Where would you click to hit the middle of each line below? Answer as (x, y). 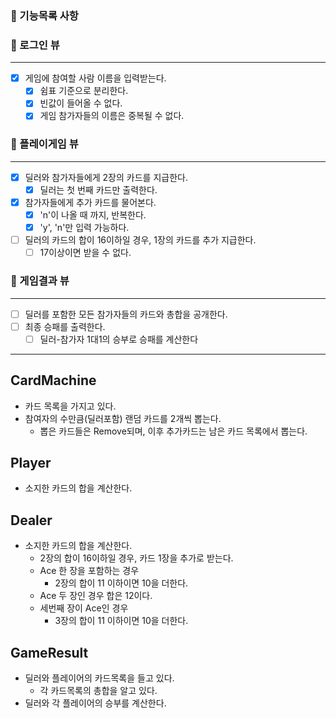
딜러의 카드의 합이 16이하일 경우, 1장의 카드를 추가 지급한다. (140, 240)
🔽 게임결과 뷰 (40, 281)
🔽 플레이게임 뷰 (44, 144)
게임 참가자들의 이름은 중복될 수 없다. (112, 116)
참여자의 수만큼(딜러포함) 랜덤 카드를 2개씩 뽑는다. (123, 418)
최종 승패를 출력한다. (65, 326)
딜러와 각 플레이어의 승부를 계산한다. (95, 703)
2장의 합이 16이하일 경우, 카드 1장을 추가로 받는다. (136, 558)
